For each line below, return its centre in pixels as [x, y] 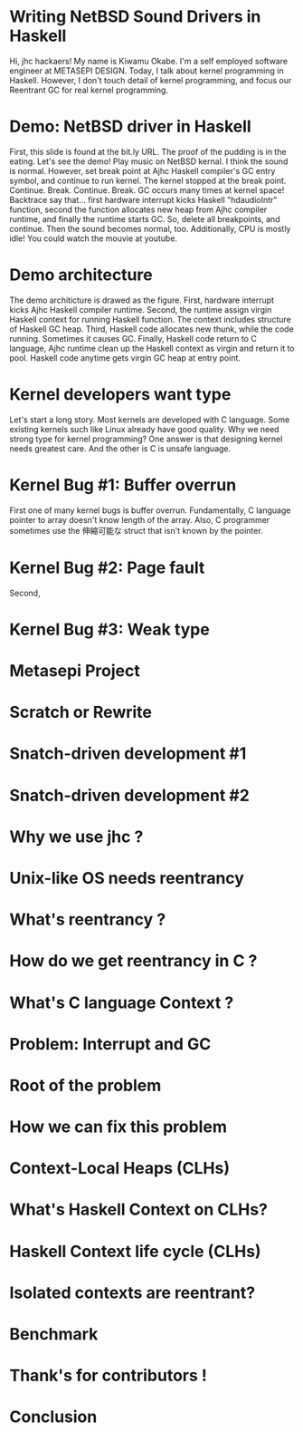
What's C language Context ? [122, 1002]
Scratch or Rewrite [80, 712]
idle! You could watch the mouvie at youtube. [94, 238]
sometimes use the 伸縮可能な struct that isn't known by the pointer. [137, 530]
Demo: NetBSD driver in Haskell [130, 126]
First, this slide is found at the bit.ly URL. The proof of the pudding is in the [148, 151]
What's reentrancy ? [88, 919]
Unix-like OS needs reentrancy [127, 878]
